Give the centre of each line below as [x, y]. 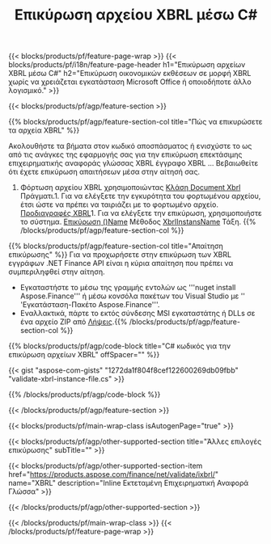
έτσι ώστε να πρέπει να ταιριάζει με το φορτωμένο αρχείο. [119, 205]
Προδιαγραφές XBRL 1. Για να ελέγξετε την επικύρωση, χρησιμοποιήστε [141, 213]
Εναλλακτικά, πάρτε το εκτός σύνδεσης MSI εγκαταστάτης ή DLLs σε [138, 314]
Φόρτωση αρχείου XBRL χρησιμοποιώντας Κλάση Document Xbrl [130, 188]
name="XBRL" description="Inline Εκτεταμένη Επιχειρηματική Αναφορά [129, 483]
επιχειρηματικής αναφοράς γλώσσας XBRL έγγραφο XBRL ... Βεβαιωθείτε [133, 163]
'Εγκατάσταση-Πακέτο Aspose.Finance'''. [90, 305]
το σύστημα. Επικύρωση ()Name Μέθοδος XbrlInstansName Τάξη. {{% [138, 222]
